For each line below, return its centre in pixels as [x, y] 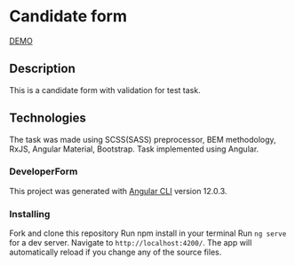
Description [42, 69]
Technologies [48, 118]
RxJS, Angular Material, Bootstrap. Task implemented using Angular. [134, 149]
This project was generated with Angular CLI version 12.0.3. [118, 191]
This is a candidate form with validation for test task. [105, 90]
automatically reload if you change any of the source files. [116, 252]
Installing [30, 214]
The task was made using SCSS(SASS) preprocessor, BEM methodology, [143, 139]
